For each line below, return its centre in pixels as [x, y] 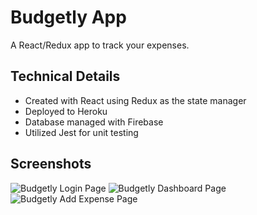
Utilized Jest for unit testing [81, 132]
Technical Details [65, 76]
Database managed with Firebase [94, 122]
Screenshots [51, 164]
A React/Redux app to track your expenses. [100, 45]
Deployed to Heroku [66, 111]
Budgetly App [68, 17]
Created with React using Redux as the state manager [135, 100]
